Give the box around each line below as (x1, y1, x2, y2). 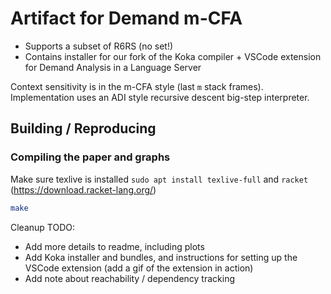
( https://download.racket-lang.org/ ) (10, 183, 157, 196)
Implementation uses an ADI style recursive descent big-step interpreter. (10, 91, 310, 103)
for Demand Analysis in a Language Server (24, 61, 202, 73)
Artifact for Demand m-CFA (10, 7, 243, 30)
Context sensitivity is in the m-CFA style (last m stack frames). (10, 80, 264, 92)
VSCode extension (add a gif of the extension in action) (24, 262, 254, 274)
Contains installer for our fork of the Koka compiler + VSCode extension (24, 50, 322, 62)
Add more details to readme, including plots (24, 240, 205, 252)
